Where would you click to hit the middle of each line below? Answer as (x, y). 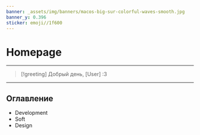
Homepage (34, 52)
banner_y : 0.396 (26, 17)
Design (24, 125)
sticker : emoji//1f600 (34, 23)
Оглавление (30, 98)
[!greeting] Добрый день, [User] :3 (64, 74)
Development (31, 113)
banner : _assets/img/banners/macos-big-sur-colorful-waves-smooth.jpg (96, 12)
